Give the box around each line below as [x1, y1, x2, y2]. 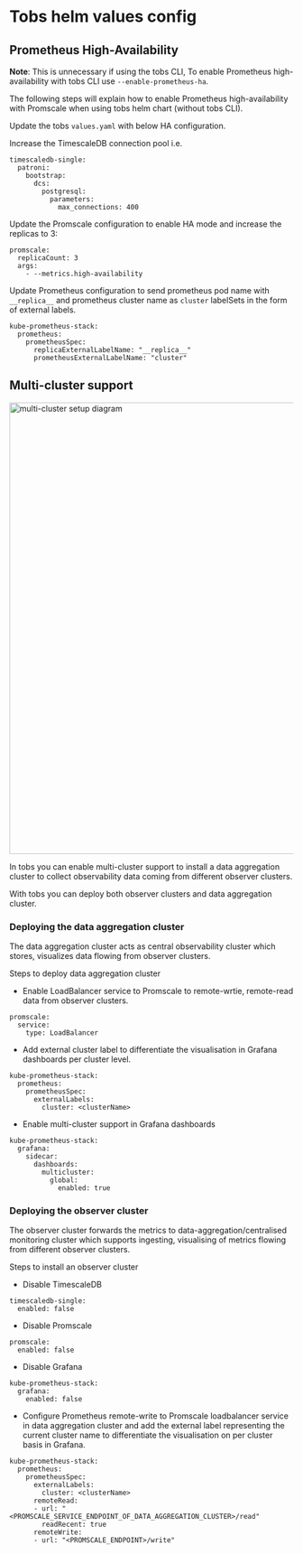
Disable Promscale [22, 1320, 93, 1331]
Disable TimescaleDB [22, 1279, 102, 1290]
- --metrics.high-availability [25, 269, 143, 278]
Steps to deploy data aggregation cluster [9, 968, 161, 979]
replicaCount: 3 [17, 254, 78, 263]
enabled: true [57, 1184, 111, 1193]
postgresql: [41, 187, 87, 196]
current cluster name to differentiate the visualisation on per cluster [22, 1429, 273, 1441]
